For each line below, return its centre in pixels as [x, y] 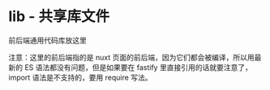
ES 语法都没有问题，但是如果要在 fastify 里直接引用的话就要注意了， [138, 67]
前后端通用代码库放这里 [47, 40]
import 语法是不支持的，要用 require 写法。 [80, 77]
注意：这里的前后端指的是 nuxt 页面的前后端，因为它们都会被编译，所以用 [131, 57]
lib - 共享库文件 [59, 16]
